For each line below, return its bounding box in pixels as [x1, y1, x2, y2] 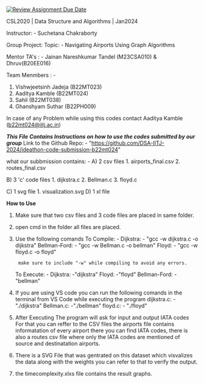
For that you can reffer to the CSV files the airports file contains [15, 321, 175, 327]
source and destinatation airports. [15, 340, 100, 347]
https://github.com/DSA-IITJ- [91, 139, 164, 147]
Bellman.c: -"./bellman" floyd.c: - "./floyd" [43, 302, 147, 309]
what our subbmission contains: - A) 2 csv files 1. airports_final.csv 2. [6, 158, 181, 165]
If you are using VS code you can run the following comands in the [15, 289, 183, 296]
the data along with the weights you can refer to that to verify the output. [15, 358, 198, 365]
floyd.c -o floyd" [15, 248, 57, 255]
